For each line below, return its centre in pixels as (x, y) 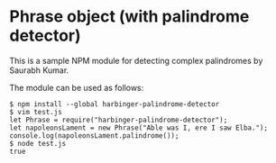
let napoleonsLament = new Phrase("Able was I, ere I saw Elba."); (139, 128)
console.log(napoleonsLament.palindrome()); (94, 136)
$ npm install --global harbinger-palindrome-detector (115, 104)
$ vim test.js (36, 112)
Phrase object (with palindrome (129, 17)
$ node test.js (38, 143)
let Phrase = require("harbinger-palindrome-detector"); (119, 120)
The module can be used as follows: (77, 87)
